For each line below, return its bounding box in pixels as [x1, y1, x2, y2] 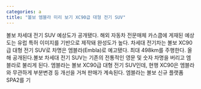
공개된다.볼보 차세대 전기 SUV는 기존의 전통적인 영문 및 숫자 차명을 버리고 [12, 54, 185, 61]
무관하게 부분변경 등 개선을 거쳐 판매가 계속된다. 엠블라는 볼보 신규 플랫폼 [12, 69, 184, 76]
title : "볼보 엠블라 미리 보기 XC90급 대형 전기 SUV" [6, 14, 126, 20]
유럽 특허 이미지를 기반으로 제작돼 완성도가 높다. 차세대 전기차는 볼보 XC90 [17, 39, 193, 46]
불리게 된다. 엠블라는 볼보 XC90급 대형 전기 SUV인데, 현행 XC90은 [22, 61, 179, 69]
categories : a [6, 8, 42, 15]
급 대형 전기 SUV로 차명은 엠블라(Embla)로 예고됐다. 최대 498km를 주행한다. [6, 46, 186, 54]
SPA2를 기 [6, 76, 31, 84]
